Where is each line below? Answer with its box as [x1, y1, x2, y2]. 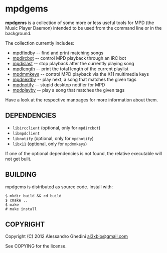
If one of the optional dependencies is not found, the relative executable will [5, 150, 162, 156]
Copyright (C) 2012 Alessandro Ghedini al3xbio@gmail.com [5, 233, 128, 239]
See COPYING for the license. [5, 243, 67, 249]
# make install [5, 206, 37, 211]
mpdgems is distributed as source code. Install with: [5, 184, 113, 190]
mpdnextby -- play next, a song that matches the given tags [12, 76, 137, 82]
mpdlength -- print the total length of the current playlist [12, 66, 129, 72]
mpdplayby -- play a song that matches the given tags [12, 87, 125, 93]
